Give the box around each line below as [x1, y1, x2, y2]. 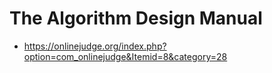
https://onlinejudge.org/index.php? [23, 40, 167, 52]
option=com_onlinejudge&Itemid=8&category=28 [23, 50, 228, 62]
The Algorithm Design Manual [9, 7, 263, 30]
